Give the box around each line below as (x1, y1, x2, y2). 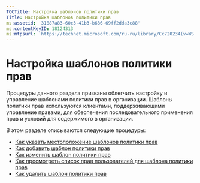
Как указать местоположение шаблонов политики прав (14, 139, 158, 146)
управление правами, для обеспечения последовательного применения (6, 109, 193, 116)
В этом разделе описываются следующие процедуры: (6, 127, 146, 134)
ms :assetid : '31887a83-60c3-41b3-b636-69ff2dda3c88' (6, 20, 141, 26)
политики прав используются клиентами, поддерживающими (6, 103, 165, 110)
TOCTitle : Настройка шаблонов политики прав (6, 8, 119, 15)
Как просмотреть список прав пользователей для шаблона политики (14, 157, 193, 165)
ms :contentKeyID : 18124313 (6, 25, 74, 32)
